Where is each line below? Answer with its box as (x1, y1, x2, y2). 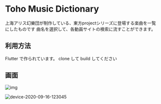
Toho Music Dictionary (5, 3, 99, 15)
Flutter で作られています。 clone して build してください (5, 55, 117, 61)
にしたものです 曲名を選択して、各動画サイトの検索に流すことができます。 (5, 26, 156, 32)
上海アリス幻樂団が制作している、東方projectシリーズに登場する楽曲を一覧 (5, 20, 157, 26)
